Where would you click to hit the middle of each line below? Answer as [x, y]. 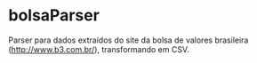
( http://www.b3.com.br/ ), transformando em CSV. [99, 49]
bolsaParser [54, 16]
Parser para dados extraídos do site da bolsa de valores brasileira [128, 40]
